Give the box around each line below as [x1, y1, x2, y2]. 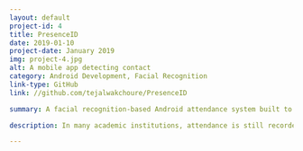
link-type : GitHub [9, 80, 78, 89]
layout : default [9, 13, 70, 22]
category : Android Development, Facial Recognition [9, 72, 207, 81]
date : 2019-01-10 [9, 38, 75, 48]
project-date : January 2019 [9, 47, 115, 56]
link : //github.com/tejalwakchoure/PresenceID [9, 88, 188, 97]
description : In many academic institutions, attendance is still [9, 120, 264, 130]
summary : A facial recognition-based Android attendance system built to [9, 104, 293, 113]
